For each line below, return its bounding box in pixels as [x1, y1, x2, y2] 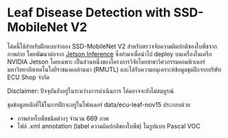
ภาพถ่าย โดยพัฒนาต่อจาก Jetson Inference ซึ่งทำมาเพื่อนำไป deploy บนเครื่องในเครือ [7, 49, 212, 58]
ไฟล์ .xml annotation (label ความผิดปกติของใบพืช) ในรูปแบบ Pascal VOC [16, 122, 201, 130]
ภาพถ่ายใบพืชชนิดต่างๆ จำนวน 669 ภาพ [16, 114, 109, 122]
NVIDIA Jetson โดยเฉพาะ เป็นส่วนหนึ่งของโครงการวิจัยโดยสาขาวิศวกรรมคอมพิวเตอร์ [7, 57, 206, 66]
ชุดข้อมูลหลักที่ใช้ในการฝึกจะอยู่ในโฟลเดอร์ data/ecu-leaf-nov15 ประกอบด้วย [7, 100, 191, 108]
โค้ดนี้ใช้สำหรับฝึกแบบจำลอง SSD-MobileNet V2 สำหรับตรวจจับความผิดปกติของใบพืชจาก [7, 42, 218, 50]
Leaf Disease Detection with [7, 5, 171, 21]
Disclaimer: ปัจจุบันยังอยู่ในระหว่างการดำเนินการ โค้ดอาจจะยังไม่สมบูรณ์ [7, 87, 174, 95]
